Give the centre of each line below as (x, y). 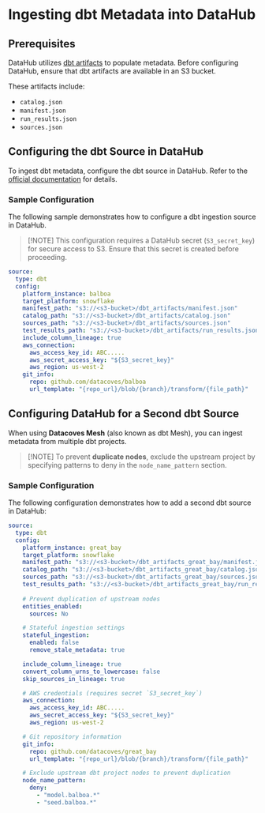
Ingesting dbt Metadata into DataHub (132, 15)
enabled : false (54, 643)
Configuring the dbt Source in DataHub (106, 152)
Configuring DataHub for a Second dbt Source (124, 414)
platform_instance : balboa (67, 294)
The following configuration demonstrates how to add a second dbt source (130, 502)
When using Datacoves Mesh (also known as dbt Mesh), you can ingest (125, 433)
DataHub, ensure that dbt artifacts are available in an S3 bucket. (112, 71)
